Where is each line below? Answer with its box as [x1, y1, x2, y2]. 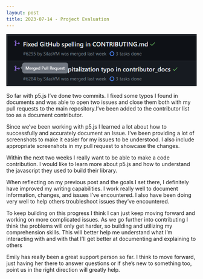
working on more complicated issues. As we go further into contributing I [6, 216, 188, 223]
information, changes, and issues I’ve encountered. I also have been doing [6, 191, 192, 199]
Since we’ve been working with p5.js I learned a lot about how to [6, 123, 167, 130]
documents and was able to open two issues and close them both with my [6, 98, 191, 106]
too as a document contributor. [6, 112, 83, 119]
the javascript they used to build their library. [6, 167, 118, 175]
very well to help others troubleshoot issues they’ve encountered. [6, 198, 170, 205]
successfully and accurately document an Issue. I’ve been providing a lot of [6, 130, 195, 137]
